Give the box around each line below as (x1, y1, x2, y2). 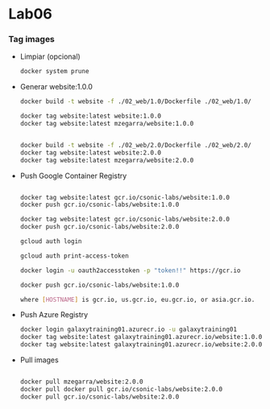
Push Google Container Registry (19, 171, 127, 180)
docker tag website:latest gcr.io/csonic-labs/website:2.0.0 (19, 215, 231, 224)
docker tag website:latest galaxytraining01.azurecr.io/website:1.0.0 (19, 333, 263, 341)
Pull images (19, 355, 59, 365)
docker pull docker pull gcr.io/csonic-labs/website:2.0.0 (19, 385, 223, 393)
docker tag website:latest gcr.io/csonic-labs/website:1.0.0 (19, 193, 231, 201)
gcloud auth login (19, 238, 82, 246)
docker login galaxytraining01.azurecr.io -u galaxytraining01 (19, 325, 238, 334)
